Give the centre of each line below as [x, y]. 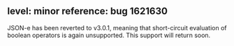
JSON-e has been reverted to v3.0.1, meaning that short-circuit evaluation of [117, 27]
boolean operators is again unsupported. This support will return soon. [109, 35]
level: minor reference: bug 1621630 [87, 11]
